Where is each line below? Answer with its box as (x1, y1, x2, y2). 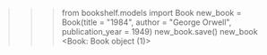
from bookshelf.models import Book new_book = (61, 8, 242, 18)
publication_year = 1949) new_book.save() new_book (61, 27, 258, 36)
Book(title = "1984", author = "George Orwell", (61, 17, 232, 27)
